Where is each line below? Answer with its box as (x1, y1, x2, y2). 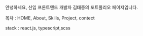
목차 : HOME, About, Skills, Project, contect (5, 15, 95, 21)
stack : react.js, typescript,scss (5, 25, 71, 31)
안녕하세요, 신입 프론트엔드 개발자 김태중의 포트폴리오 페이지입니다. (5, 4, 138, 10)
